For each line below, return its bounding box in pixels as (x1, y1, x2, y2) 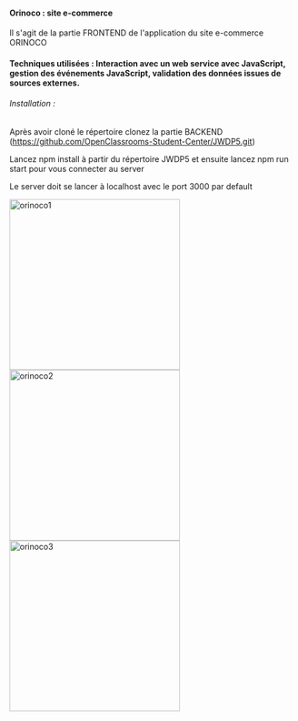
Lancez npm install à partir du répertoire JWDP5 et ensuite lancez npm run (9, 154, 289, 164)
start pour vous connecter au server (9, 164, 145, 174)
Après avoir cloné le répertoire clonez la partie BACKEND (9, 127, 223, 137)
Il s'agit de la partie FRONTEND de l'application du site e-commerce (9, 27, 264, 38)
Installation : (9, 98, 56, 109)
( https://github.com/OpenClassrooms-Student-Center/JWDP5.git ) (9, 137, 256, 147)
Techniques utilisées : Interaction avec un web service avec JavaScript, (9, 57, 286, 68)
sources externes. (9, 77, 80, 88)
